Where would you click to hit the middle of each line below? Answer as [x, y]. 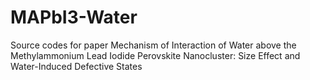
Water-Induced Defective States [76, 66]
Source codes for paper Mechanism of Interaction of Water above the [153, 45]
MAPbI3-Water [74, 17]
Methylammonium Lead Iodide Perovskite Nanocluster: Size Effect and [155, 55]
